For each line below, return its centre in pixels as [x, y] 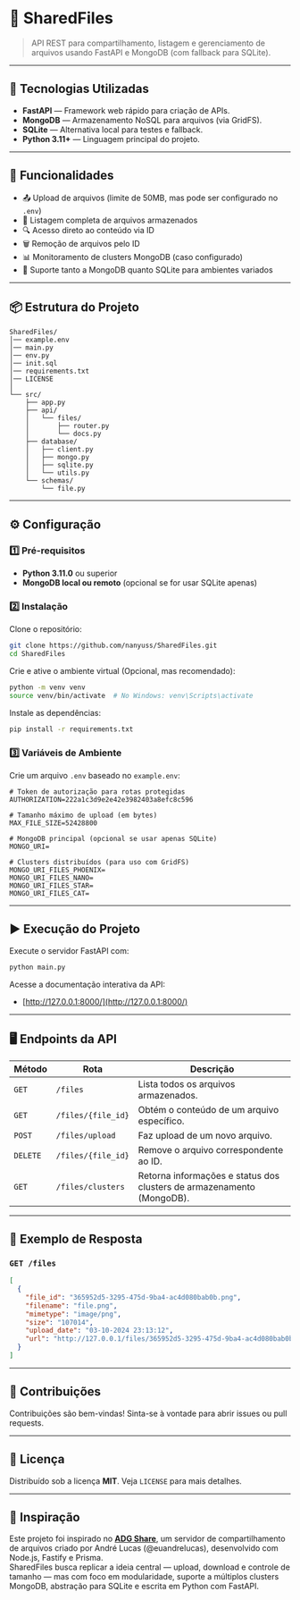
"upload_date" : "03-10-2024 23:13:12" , [100, 1331]
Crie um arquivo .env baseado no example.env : [95, 776]
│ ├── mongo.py [58, 458]
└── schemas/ [50, 481]
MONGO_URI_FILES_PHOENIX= [57, 871]
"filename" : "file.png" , [71, 1305]
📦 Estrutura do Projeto [75, 307]
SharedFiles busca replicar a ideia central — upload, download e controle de [150, 1567]
